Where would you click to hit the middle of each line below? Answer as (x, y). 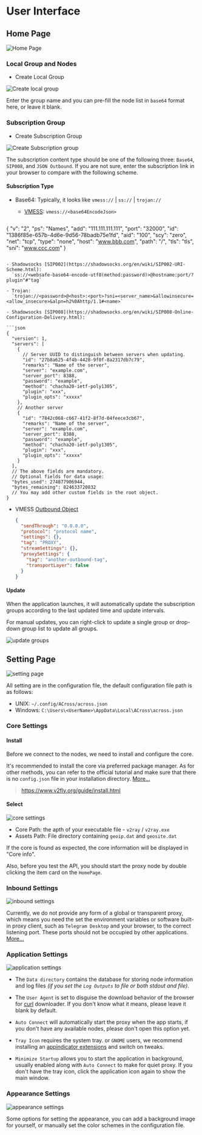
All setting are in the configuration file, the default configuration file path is (99, 685)
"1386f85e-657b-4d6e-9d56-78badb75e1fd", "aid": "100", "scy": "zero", (96, 235)
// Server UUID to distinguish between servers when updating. (104, 354)
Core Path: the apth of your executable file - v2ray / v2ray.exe (92, 829)
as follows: (20, 692)
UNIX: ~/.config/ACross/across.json (61, 704)
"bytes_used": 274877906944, (49, 482)
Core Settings (27, 726)
